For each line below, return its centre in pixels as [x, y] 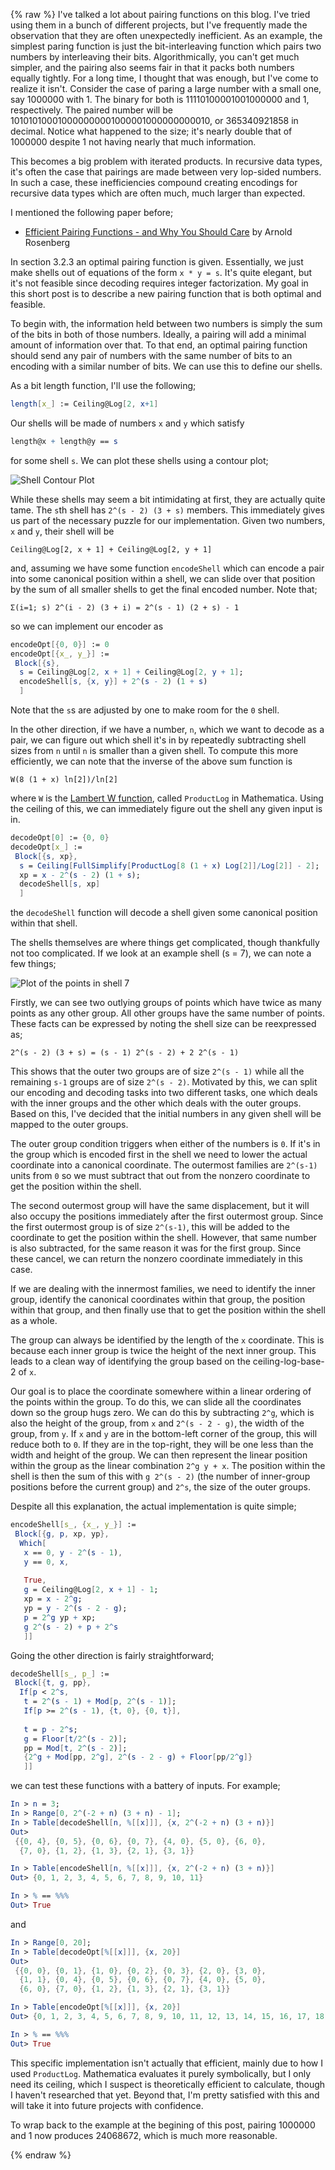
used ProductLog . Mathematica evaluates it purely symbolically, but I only [161, 2073]
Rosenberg [47, 242]
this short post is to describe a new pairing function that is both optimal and [166, 293]
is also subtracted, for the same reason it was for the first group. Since [156, 1248]
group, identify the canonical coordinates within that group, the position [158, 1300]
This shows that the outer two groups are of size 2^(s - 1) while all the [157, 1071]
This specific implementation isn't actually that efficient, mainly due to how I [166, 2063]
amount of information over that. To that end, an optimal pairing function [159, 345]
